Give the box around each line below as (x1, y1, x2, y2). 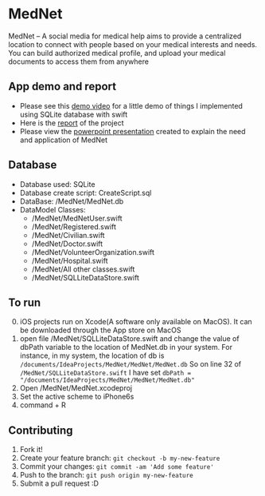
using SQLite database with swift (19, 109, 128, 119)
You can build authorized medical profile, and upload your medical (8, 48, 226, 58)
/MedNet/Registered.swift (31, 221, 117, 232)
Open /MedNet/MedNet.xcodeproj (19, 383, 133, 393)
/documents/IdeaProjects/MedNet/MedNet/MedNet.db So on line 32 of (19, 359, 241, 369)
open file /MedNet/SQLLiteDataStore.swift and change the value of (19, 334, 240, 343)
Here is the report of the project (19, 117, 124, 128)
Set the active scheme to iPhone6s (19, 392, 134, 402)
